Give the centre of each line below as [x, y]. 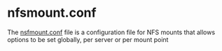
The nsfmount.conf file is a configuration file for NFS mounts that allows [111, 32]
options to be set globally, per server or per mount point [88, 39]
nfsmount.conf [52, 13]
